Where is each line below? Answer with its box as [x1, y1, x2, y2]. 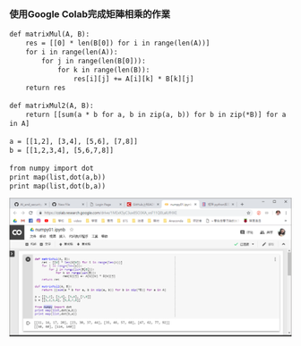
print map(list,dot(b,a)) [9, 181, 106, 191]
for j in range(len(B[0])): [41, 56, 146, 66]
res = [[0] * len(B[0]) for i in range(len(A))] [25, 38, 211, 48]
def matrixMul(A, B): [9, 30, 90, 39]
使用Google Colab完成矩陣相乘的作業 [9, 7, 171, 20]
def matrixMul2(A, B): [9, 101, 94, 111]
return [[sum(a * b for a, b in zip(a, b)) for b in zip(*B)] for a [25, 110, 287, 120]
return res [25, 83, 66, 93]
